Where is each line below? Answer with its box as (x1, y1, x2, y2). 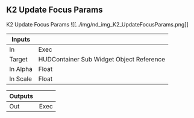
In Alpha (9, 64, 33, 73)
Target (9, 55, 28, 63)
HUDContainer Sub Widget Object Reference (38, 55, 166, 63)
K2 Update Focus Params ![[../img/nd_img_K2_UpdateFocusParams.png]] (6, 20, 189, 28)
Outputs (9, 92, 33, 100)
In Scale (9, 75, 32, 83)
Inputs (11, 35, 31, 43)
